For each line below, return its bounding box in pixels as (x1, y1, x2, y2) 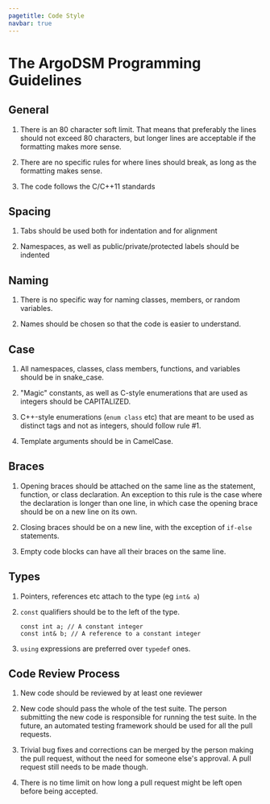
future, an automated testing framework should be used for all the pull (19, 721, 253, 731)
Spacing (8, 205, 51, 218)
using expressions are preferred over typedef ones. (19, 644, 191, 653)
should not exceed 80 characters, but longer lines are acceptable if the (19, 133, 256, 143)
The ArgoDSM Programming (8, 54, 201, 73)
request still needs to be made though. (19, 762, 149, 772)
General (8, 103, 50, 117)
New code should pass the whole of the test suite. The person (19, 704, 227, 714)
